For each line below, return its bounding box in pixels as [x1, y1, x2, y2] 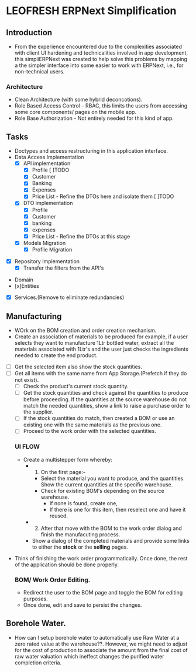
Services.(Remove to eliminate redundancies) [14, 294, 125, 301]
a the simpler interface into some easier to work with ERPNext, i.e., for [14, 62, 184, 69]
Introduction [6, 28, 53, 38]
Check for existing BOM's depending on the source [40, 487, 165, 494]
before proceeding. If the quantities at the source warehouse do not [23, 396, 187, 403]
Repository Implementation [14, 257, 80, 265]
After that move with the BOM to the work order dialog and [40, 525, 183, 532]
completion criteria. [14, 659, 62, 666]
